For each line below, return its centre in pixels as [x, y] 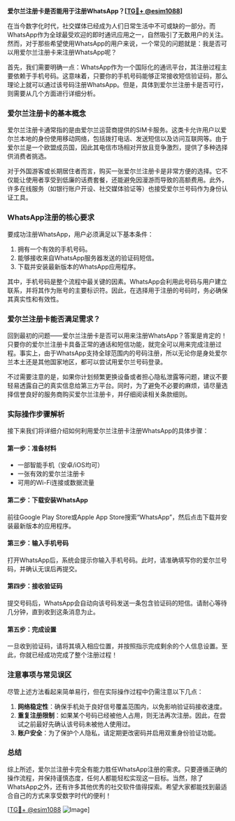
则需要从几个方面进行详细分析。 [53, 93]
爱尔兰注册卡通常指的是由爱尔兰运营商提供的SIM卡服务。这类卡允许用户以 [114, 130]
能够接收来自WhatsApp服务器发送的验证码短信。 [88, 258]
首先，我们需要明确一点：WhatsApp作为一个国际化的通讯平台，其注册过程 [114, 67]
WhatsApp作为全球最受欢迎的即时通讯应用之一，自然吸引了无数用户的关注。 [117, 35]
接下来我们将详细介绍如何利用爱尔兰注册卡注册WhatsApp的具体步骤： [108, 431]
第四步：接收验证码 [35, 586]
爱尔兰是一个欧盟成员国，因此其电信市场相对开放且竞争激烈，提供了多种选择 [117, 147]
